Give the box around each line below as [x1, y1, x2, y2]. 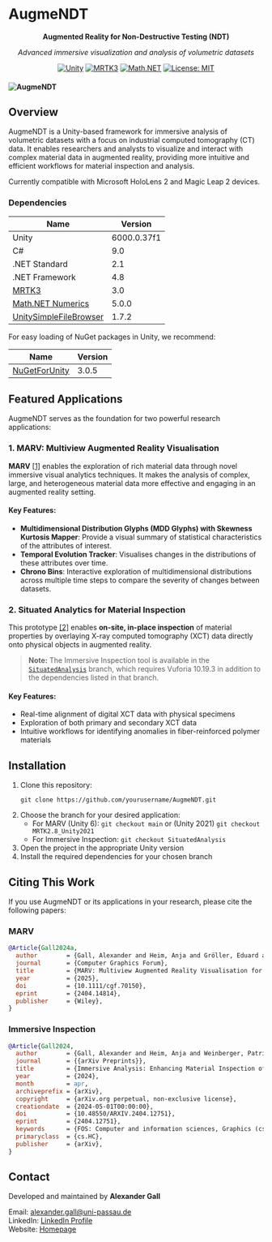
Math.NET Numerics [12, 298, 90, 309]
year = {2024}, [15, 1072, 100, 1081]
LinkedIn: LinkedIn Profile [8, 1216, 93, 1226]
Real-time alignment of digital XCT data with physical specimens [19, 709, 236, 719]
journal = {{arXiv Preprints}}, [15, 1057, 147, 1065]
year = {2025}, [15, 974, 100, 982]
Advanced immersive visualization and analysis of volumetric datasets [17, 47, 255, 57]
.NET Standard [12, 258, 68, 269]
